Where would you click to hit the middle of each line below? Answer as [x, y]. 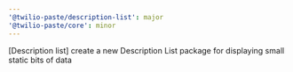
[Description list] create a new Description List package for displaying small [146, 50]
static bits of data [40, 60]
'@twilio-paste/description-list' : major [86, 17]
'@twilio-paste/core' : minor [62, 25]
